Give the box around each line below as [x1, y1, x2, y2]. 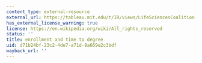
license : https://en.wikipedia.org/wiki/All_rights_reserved [6, 25, 163, 32]
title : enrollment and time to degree [6, 37, 103, 43]
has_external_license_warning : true [6, 20, 98, 26]
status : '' [6, 31, 34, 37]
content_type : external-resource [6, 8, 90, 15]
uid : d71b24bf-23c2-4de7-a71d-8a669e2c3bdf [6, 43, 117, 49]
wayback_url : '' [6, 48, 47, 54]
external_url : [6, 14, 42, 20]
